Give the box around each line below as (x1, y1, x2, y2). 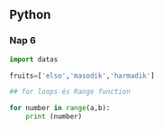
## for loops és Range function (9, 88, 131, 97)
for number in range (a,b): (9, 104, 111, 113)
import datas (9, 54, 59, 64)
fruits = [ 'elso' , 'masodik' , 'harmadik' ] (9, 71, 155, 80)
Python (9, 7, 51, 23)
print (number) (25, 112, 83, 121)
